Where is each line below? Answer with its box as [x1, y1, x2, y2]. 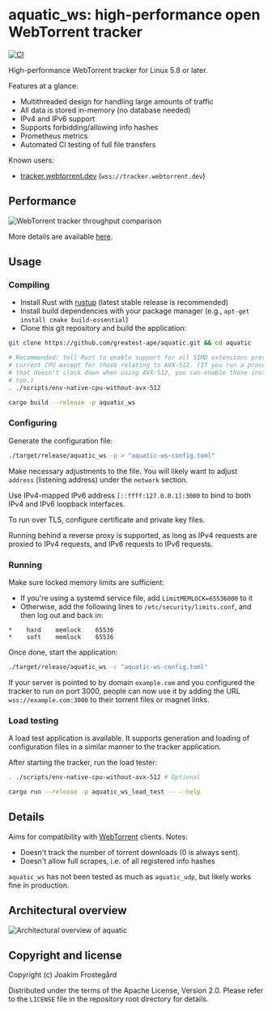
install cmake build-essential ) [19, 315, 129, 324]
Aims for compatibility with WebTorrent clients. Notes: [8, 832, 188, 841]
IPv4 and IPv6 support [19, 113, 96, 123]
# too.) [8, 376, 35, 384]
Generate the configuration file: [8, 435, 113, 446]
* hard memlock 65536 [8, 626, 114, 634]
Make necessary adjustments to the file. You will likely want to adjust [8, 466, 238, 476]
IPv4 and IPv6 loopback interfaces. [8, 499, 125, 509]
